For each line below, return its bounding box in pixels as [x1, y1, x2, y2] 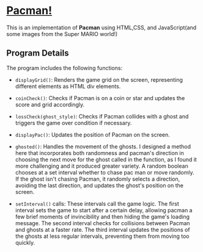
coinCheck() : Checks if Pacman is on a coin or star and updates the [15, 94, 185, 101]
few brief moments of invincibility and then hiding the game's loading [15, 213, 190, 220]
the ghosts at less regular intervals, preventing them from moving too [15, 232, 190, 240]
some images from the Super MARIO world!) [6, 30, 118, 37]
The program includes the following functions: [6, 64, 123, 71]
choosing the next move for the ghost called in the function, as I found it [15, 156, 197, 163]
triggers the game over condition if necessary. [15, 119, 132, 126]
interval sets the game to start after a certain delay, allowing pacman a [15, 206, 193, 214]
